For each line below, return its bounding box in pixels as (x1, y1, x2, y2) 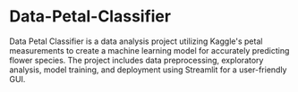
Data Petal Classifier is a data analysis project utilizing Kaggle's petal (9, 36, 263, 46)
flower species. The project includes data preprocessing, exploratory (9, 54, 264, 65)
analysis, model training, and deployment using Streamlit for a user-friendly (9, 64, 287, 75)
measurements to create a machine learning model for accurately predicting (9, 45, 290, 55)
